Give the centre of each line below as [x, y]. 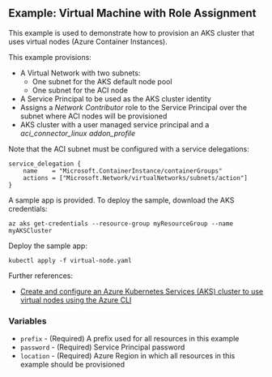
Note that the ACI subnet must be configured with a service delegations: [129, 148]
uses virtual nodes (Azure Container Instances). [88, 41]
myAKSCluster [30, 230]
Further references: [40, 276]
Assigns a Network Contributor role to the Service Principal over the [134, 107]
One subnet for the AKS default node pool [102, 81]
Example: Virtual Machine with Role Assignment [132, 13]
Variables [28, 321]
